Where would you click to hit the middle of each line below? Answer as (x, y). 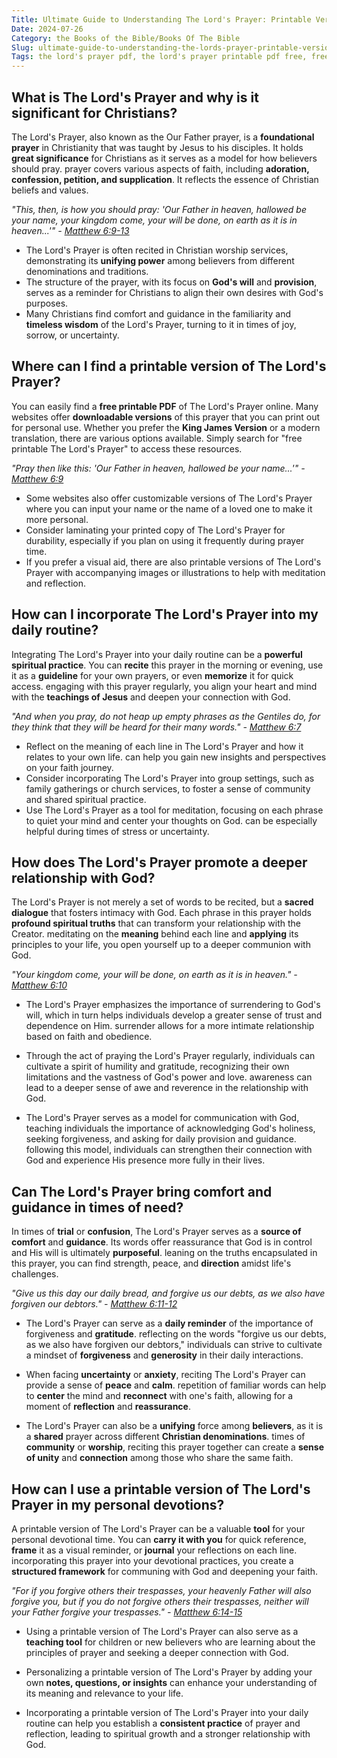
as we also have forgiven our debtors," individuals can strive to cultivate (174, 1345)
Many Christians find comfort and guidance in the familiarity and (158, 313)
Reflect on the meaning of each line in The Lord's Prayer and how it (164, 746)
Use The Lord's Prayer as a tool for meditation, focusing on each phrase (174, 810)
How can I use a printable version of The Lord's (161, 1489)
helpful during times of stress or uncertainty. (117, 831)
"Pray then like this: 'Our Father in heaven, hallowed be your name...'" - (158, 468)
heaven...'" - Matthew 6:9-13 (70, 230)
